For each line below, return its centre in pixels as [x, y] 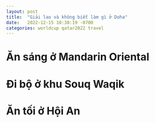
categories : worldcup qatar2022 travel [55, 28]
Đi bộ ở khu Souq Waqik [65, 84]
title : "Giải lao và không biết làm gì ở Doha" [67, 17]
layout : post [22, 11]
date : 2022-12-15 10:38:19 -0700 [50, 22]
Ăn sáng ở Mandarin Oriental [78, 57]
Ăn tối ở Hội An [43, 111]
